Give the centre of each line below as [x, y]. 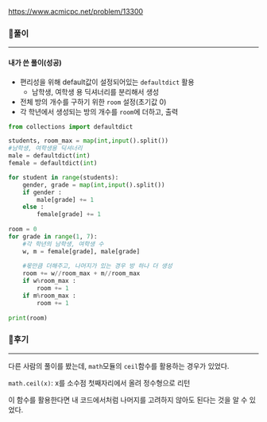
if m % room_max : [50, 296]
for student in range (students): [64, 177]
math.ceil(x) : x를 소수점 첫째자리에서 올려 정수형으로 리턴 [99, 383]
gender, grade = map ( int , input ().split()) [94, 185]
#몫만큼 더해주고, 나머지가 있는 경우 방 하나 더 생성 [97, 266]
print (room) [28, 318]
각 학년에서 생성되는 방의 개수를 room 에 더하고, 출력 [99, 111]
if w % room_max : [50, 281]
